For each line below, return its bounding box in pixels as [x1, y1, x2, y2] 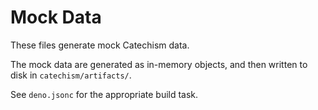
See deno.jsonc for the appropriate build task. [10, 88, 199, 100]
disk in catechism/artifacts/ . [10, 69, 132, 81]
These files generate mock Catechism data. [10, 39, 190, 51]
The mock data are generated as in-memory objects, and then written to [10, 58, 308, 70]
